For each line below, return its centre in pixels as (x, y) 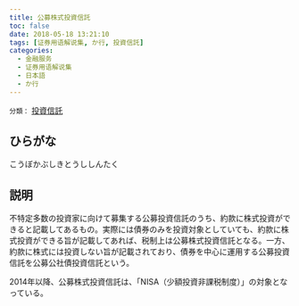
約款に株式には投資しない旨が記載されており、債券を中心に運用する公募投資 (149, 252)
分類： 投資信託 (36, 110)
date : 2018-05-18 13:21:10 (59, 34)
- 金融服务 (35, 59)
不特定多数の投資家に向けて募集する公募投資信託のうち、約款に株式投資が (146, 219)
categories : (31, 51)
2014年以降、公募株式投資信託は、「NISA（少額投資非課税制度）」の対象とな (149, 282)
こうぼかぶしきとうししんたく (64, 164)
